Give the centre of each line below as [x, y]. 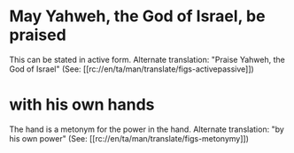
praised [38, 35]
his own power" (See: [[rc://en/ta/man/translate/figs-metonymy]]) [129, 138]
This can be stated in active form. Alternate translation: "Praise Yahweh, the [147, 59]
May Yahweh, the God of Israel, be [137, 16]
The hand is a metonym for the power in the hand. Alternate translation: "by [147, 129]
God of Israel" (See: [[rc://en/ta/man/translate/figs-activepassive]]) [132, 69]
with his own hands [82, 105]
